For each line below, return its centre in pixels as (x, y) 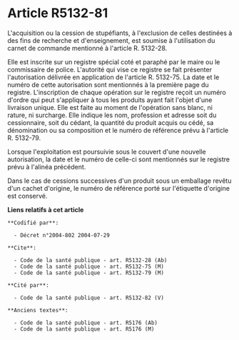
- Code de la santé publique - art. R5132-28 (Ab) (91, 260)
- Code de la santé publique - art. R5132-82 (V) (89, 298)
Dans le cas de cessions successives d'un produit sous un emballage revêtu (119, 181)
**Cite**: (22, 248)
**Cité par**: (29, 285)
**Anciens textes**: (38, 310)
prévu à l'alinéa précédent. (47, 166)
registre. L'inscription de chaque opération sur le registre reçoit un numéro (117, 92)
